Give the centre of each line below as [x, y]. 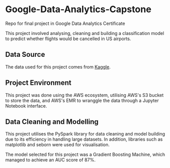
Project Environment [38, 83]
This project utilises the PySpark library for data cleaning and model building [85, 134]
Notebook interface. [26, 106]
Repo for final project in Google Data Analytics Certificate [65, 23]
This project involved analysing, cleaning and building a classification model [85, 33]
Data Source [25, 55]
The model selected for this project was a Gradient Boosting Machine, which [85, 155]
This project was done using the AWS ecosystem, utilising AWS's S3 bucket [84, 95]
